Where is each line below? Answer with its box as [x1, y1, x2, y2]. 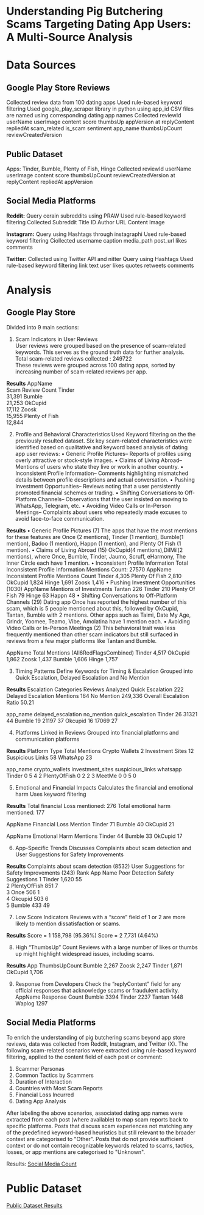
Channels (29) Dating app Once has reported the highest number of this [6, 598, 187, 606]
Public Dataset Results [6, 1202, 63, 1209]
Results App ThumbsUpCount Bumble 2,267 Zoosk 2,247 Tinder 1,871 [6, 961, 183, 969]
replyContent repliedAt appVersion [6, 178, 93, 185]
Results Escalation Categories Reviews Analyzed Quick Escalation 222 [6, 686, 184, 693]
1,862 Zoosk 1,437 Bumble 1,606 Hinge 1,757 [6, 655, 118, 663]
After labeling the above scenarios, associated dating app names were [6, 1109, 183, 1117]
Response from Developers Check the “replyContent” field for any [15, 980, 181, 988]
